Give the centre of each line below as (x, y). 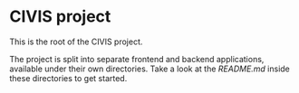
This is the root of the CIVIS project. (76, 42)
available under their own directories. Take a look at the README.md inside (149, 69)
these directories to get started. (68, 78)
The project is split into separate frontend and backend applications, (137, 59)
